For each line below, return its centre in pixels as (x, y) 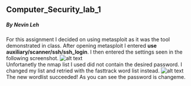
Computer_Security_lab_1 (54, 10)
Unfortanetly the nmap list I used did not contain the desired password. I (94, 65)
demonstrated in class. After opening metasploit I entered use (82, 46)
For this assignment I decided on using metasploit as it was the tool (88, 39)
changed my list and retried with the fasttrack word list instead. (83, 71)
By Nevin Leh (23, 24)
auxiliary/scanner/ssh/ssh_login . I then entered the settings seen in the (94, 52)
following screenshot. (33, 58)
